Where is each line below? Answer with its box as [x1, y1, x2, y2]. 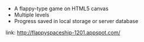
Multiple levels [14, 11, 50, 18]
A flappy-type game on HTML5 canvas [14, 5, 109, 12]
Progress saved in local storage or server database [14, 18, 139, 24]
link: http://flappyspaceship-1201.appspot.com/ [5, 29, 120, 36]
